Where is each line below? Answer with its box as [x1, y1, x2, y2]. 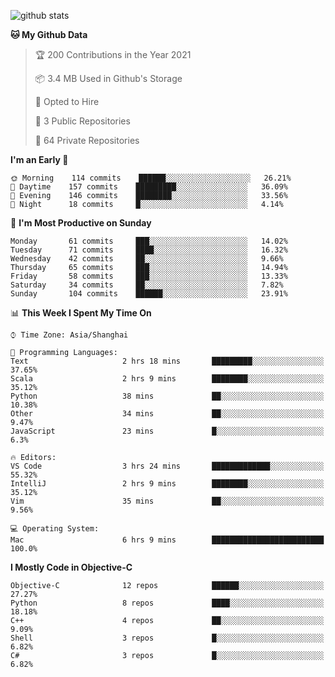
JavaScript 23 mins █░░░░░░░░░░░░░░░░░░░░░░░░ [10, 426, 325, 436]
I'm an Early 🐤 [10, 154, 69, 165]
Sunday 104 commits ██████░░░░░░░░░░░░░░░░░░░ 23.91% [10, 289, 288, 299]
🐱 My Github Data [10, 29, 88, 40]
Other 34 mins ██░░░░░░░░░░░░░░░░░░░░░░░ [10, 409, 325, 419]
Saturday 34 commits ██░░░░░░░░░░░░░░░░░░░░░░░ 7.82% [10, 280, 284, 290]
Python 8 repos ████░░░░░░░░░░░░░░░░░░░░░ [10, 598, 325, 608]
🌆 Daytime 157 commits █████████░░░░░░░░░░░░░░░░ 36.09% [10, 182, 288, 192]
